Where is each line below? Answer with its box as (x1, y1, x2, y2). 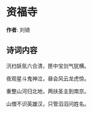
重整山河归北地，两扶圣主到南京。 (6, 87, 90, 95)
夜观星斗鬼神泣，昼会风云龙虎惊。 (6, 75, 90, 82)
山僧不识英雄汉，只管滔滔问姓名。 (6, 100, 90, 107)
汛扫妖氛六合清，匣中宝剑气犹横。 (6, 62, 90, 69)
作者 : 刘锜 (6, 26, 30, 33)
